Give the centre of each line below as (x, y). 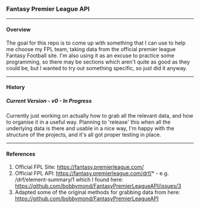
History (16, 87)
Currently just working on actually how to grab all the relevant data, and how (100, 116)
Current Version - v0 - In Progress (49, 100)
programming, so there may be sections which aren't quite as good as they (98, 62)
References (21, 154)
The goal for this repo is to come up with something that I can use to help (96, 43)
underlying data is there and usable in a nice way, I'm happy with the (90, 128)
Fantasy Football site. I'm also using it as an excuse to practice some (90, 55)
